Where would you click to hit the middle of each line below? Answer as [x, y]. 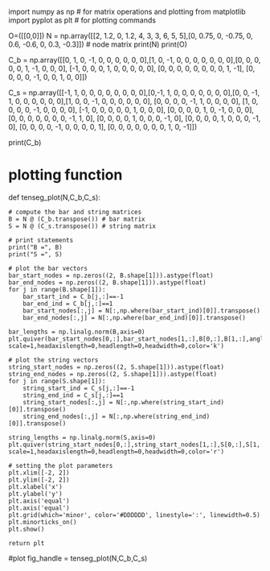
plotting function [65, 175]
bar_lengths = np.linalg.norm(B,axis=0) [77, 332]
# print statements [41, 240]
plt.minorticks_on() [43, 522]
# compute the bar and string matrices [75, 212]
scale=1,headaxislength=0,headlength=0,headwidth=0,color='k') [117, 345]
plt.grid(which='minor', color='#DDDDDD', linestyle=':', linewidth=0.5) [135, 515]
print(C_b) [25, 143]
